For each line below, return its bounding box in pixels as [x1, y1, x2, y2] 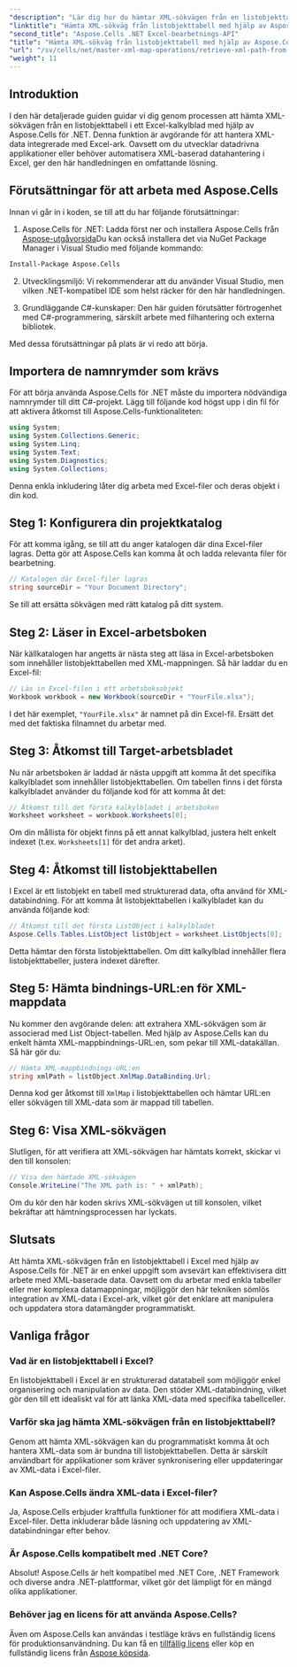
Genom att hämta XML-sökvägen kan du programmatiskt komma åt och [9, 1436, 270, 1447]
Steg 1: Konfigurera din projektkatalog [9, 515, 223, 530]
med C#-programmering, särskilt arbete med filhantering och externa [21, 312, 276, 322]
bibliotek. [21, 320, 56, 332]
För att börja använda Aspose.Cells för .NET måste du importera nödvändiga [9, 387, 287, 398]
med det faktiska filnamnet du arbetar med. [9, 718, 167, 729]
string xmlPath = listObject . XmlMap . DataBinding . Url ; [9, 1072, 212, 1081]
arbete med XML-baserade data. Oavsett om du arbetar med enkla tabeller [9, 1274, 282, 1285]
